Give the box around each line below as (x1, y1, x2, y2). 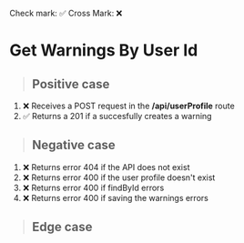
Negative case (31, 137, 116, 153)
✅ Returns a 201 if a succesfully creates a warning (22, 111, 212, 121)
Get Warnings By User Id (9, 40, 198, 61)
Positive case (31, 76, 110, 92)
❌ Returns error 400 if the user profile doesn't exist (22, 172, 216, 183)
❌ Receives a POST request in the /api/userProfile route (22, 100, 235, 111)
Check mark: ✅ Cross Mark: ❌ (9, 8, 123, 18)
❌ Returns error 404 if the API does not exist (22, 161, 190, 172)
